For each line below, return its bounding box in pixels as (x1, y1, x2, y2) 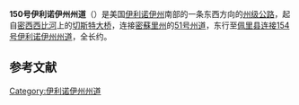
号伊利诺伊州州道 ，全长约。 (9, 31, 112, 41)
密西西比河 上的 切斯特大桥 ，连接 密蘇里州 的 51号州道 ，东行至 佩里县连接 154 (17, 20, 290, 31)
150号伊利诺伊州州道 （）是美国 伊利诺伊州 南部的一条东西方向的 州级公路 (9, 9, 276, 19)
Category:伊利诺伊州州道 (9, 85, 101, 96)
